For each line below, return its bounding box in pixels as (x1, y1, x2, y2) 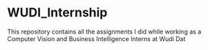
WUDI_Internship (7, 5, 108, 21)
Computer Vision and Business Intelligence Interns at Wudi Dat (7, 34, 186, 42)
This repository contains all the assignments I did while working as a (7, 27, 202, 36)
